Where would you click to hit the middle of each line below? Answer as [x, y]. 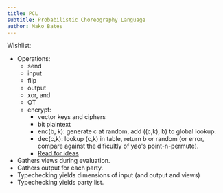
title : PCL [23, 13]
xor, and [39, 95]
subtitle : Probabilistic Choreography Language [77, 20]
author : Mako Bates [35, 26]
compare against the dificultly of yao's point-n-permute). [118, 146]
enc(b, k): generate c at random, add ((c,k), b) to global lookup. [127, 131]
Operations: [34, 59]
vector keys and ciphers [72, 117]
